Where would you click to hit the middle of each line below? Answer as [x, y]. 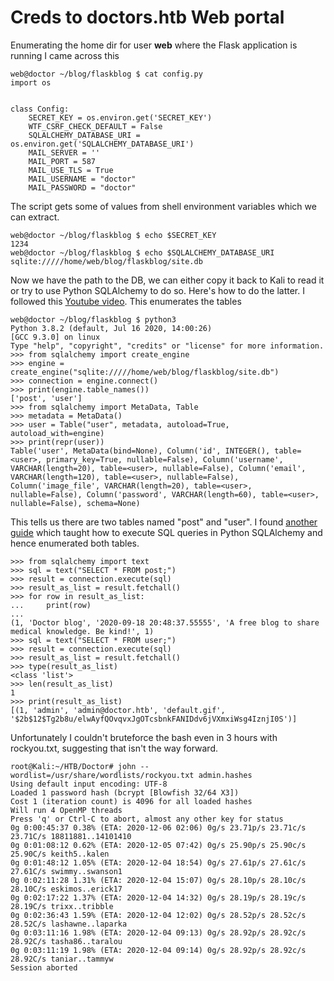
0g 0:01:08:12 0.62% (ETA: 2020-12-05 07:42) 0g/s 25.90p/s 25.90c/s [158, 845]
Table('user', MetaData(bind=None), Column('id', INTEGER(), [140, 451]
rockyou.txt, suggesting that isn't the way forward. [114, 748]
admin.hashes [225, 775]
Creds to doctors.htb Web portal [147, 17]
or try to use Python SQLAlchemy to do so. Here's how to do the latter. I [157, 290]
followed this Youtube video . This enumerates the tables [126, 301]
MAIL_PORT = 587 [62, 161]
